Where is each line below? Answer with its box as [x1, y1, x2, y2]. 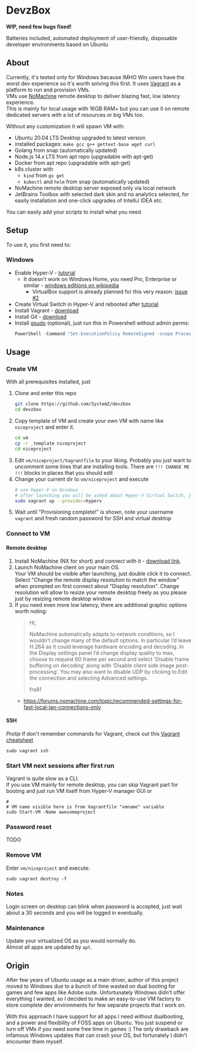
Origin [6, 961, 29, 971]
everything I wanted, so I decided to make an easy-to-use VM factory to [6, 995, 181, 1003]
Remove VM [6, 851, 42, 859]
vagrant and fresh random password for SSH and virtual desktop [14, 515, 172, 522]
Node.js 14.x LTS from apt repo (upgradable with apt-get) [14, 153, 153, 160]
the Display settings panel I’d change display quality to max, [29, 649, 175, 656]
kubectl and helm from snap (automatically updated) [23, 178, 150, 185]
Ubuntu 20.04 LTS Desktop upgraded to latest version [14, 134, 146, 141]
